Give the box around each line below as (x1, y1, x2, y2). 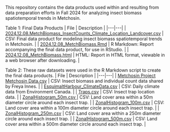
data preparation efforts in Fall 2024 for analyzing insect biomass (5, 10, 142, 16)
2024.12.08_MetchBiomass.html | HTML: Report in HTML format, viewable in (5, 52, 165, 58)
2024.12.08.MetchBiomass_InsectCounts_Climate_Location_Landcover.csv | (5, 30, 164, 36)
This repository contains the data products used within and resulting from (5, 5, 159, 10)
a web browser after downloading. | (5, 57, 80, 63)
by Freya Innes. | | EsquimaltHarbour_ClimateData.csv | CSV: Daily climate (5, 83, 160, 89)
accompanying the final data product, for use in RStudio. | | (5, 47, 129, 52)
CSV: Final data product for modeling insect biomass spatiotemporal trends (5, 36, 162, 42)
